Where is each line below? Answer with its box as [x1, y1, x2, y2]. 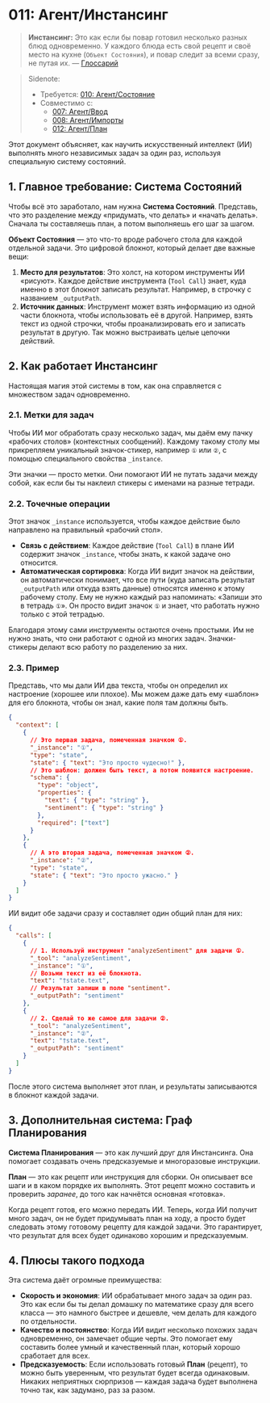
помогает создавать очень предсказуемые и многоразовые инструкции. [8, 1156, 260, 1165]
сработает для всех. [19, 1351, 90, 1361]
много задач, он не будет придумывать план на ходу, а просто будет [8, 1213, 246, 1223]
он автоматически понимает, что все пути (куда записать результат [19, 575, 255, 585]
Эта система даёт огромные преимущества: [8, 1275, 162, 1285]
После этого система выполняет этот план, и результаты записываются [8, 1081, 258, 1091]
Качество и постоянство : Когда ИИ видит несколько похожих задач [19, 1325, 258, 1335]
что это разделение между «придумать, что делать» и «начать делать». [8, 210, 258, 220]
